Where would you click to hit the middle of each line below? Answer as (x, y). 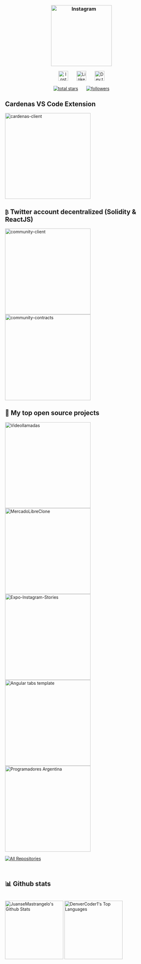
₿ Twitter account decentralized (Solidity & (71, 212)
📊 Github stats (28, 884)
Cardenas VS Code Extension (50, 104)
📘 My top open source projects (52, 413)
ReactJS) (19, 219)
